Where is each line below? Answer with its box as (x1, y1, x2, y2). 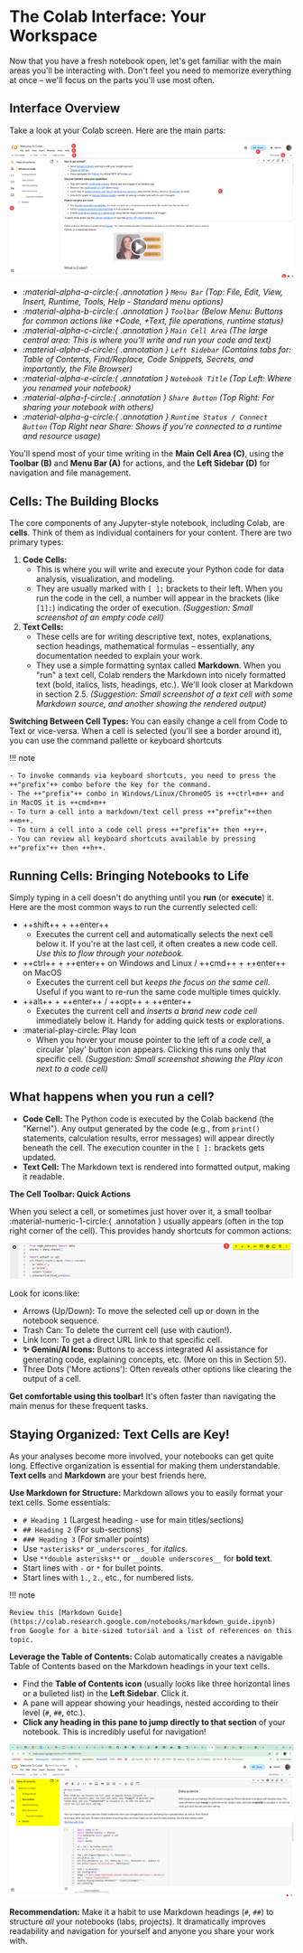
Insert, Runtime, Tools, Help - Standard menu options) (22, 296, 224, 307)
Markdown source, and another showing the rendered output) (35, 699, 267, 709)
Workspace (9, 25, 97, 46)
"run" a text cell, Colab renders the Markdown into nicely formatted (35, 670, 286, 681)
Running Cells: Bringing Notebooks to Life (9, 868, 250, 883)
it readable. (22, 1170, 65, 1181)
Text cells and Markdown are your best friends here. (9, 1470, 207, 1481)
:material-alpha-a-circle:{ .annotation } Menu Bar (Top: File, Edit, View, (22, 286, 283, 297)
